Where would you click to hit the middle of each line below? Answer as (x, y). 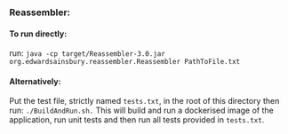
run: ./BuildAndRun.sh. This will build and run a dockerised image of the (141, 110)
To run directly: (38, 34)
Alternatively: (35, 81)
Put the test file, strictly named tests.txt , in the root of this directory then (144, 101)
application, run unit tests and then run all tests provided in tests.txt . (137, 120)
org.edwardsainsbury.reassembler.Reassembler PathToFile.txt (125, 62)
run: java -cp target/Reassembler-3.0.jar (88, 53)
